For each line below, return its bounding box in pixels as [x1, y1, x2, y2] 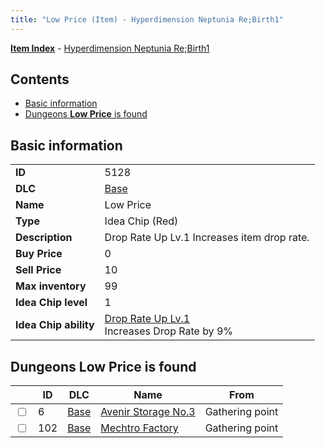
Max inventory [15, 279, 87, 293]
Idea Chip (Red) [104, 214, 179, 228]
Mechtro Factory [100, 421, 179, 435]
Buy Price [15, 247, 63, 261]
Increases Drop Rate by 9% [104, 324, 233, 338]
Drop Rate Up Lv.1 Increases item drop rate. [104, 231, 310, 245]
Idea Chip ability [15, 318, 95, 332]
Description [15, 231, 73, 245]
